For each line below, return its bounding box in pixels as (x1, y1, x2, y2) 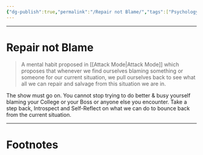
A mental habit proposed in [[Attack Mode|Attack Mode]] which (21, 61, 179, 68)
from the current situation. (6, 111, 71, 118)
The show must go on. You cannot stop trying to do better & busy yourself (6, 91, 191, 99)
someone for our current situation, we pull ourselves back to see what (21, 73, 196, 81)
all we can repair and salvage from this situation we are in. (21, 80, 166, 87)
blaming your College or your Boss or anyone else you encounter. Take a (6, 98, 187, 105)
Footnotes (6, 137, 59, 151)
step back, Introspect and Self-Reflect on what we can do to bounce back (6, 104, 190, 112)
